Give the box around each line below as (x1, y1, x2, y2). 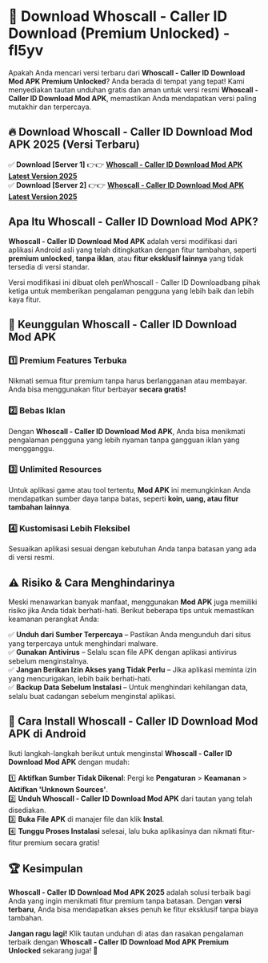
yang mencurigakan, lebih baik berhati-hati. (8, 673, 152, 683)
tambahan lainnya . (8, 502, 72, 512)
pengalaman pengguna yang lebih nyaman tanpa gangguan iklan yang (8, 435, 240, 445)
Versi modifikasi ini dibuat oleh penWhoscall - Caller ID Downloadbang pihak (8, 277, 261, 287)
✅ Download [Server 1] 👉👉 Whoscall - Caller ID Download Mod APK (8, 160, 243, 169)
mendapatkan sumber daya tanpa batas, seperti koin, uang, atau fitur (8, 494, 239, 503)
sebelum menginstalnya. (8, 656, 90, 665)
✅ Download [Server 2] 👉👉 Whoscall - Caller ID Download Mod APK (8, 180, 245, 189)
